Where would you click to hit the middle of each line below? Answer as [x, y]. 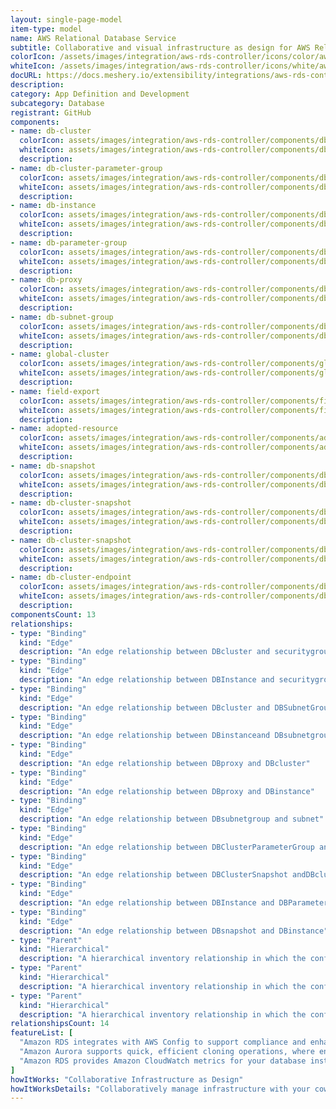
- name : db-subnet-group [62, 317]
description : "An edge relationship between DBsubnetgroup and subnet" [172, 819]
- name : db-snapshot [53, 466]
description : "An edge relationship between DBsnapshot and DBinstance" [174, 931]
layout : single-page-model [66, 19]
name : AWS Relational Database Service [93, 38]
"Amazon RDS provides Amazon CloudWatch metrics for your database [163, 1061]
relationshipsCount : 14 [60, 1024]
